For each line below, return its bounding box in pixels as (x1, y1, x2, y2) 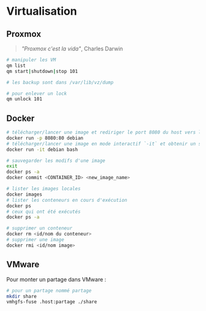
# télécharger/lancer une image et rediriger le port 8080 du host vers (6, 129, 196, 136)
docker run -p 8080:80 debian (6, 135, 84, 141)
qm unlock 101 (6, 96, 43, 102)
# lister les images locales (6, 186, 81, 192)
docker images (6, 191, 43, 198)
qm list (6, 63, 26, 69)
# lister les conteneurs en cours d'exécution (6, 197, 128, 203)
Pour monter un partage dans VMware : (6, 275, 107, 283)
